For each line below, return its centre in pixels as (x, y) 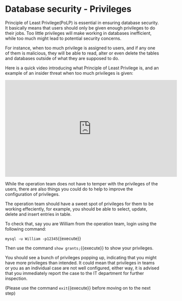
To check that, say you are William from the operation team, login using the (81, 224)
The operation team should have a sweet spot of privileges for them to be (79, 204)
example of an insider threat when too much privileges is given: (69, 73)
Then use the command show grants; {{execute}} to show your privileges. (79, 248)
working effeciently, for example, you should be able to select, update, (76, 209)
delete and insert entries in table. (39, 214)
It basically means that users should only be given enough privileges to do (80, 28)
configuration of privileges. (32, 194)
